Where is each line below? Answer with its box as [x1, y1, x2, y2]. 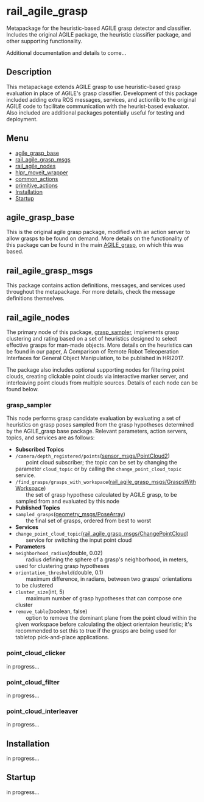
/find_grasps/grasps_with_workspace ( [15, 478, 111, 486]
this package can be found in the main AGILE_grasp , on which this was [6, 241, 184, 249]
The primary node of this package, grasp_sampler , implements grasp [6, 328, 180, 336]
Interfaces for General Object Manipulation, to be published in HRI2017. [6, 355, 185, 361]
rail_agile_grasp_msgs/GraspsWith [110, 478, 197, 486]
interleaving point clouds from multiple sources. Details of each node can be [6, 379, 198, 386]
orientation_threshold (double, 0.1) [15, 569, 104, 577]
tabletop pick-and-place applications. [15, 634, 110, 641]
